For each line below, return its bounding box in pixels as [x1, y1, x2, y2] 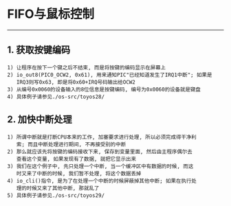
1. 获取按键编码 [7, 44, 71, 56]
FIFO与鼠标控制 [7, 6, 95, 22]
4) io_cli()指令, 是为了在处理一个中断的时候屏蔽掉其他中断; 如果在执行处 [7, 177, 197, 184]
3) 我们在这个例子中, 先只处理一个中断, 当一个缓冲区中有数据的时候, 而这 [7, 163, 194, 170]
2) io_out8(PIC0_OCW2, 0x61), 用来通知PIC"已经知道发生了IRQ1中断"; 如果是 [7, 71, 212, 78]
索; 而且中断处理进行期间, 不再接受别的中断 [16, 141, 126, 148]
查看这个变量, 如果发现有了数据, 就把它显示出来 [16, 155, 136, 162]
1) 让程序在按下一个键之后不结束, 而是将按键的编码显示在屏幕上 [7, 64, 166, 71]
